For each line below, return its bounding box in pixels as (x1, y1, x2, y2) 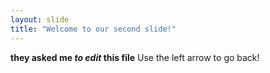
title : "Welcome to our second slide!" (10, 24, 177, 34)
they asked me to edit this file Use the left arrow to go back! (10, 51, 260, 63)
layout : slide (10, 14, 70, 25)
